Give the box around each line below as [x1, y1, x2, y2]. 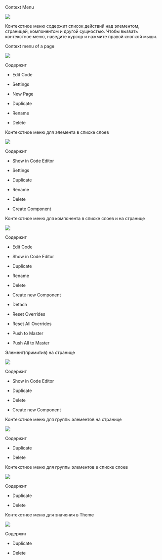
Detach [12, 302, 27, 307]
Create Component [12, 206, 51, 212]
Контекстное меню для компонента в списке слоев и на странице [5, 216, 145, 221]
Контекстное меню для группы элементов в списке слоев [5, 464, 128, 470]
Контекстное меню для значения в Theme [5, 512, 94, 517]
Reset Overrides [12, 311, 45, 317]
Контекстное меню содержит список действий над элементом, [5, 23, 140, 29]
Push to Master [12, 331, 43, 336]
